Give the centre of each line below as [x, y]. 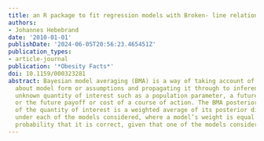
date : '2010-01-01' [40, 37]
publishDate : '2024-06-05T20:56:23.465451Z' [82, 45]
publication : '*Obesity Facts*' [61, 67]
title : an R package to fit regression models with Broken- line [117, 15]
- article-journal [38, 60]
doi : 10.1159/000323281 [47, 74]
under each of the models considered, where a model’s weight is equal [135, 117]
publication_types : [40, 52]
